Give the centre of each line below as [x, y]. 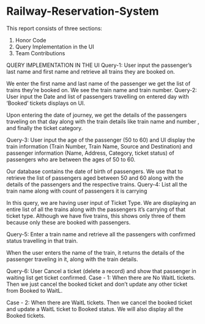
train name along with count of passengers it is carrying [77, 191]
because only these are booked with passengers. [69, 222]
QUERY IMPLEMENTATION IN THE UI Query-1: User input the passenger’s [99, 65]
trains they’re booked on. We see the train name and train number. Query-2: [102, 90]
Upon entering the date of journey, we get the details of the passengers [97, 115]
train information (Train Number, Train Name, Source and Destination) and [99, 146]
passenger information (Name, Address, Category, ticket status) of [90, 153]
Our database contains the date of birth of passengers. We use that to [95, 171]
